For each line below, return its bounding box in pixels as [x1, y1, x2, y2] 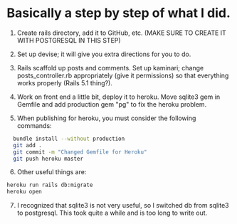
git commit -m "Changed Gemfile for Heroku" [13, 148, 147, 156]
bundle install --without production [13, 135, 125, 142]
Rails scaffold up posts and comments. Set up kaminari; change [16, 63, 204, 72]
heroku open [6, 188, 42, 196]
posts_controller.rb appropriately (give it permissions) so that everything [16, 71, 229, 80]
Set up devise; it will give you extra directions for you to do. [16, 50, 191, 58]
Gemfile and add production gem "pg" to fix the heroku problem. [16, 100, 207, 108]
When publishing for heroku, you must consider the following [16, 114, 196, 122]
